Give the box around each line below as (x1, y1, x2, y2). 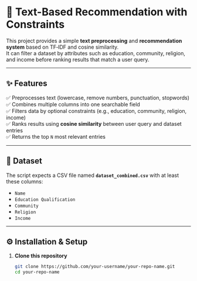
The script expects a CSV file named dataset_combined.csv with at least (6, 172, 179, 179)
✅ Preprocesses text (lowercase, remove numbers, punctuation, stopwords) (6, 94, 189, 101)
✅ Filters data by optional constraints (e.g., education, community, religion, (6, 107, 187, 114)
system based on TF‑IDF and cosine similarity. (6, 44, 119, 51)
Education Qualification (14, 196, 76, 202)
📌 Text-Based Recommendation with (6, 5, 188, 19)
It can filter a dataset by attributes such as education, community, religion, (6, 49, 186, 56)
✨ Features (6, 79, 47, 89)
